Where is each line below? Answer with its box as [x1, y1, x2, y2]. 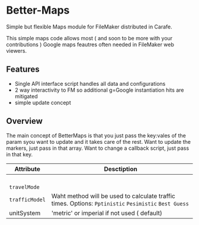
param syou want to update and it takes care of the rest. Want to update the [6, 138, 191, 145]
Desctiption [104, 165, 137, 173]
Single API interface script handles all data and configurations [14, 80, 166, 87]
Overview [6, 116, 43, 126]
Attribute [14, 165, 40, 173]
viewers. [6, 47, 27, 54]
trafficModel [9, 196, 46, 203]
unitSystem [9, 208, 41, 217]
